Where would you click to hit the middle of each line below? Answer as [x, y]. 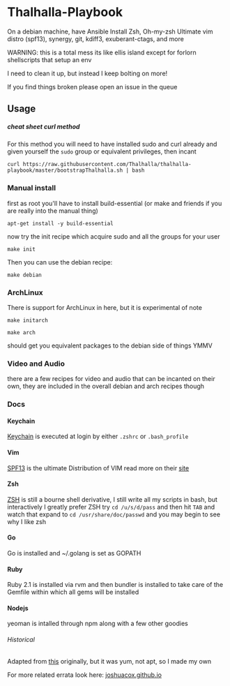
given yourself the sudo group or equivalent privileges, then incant [102, 151]
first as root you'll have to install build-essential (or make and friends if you [115, 203]
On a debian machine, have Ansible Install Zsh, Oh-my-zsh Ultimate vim [110, 31]
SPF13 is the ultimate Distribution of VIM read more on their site [98, 468]
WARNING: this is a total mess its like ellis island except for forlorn [102, 52]
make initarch [28, 320]
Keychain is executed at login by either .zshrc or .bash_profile [98, 436]
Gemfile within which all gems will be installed [73, 592]
